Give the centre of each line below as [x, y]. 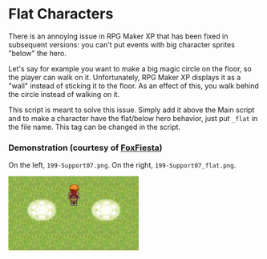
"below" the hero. [37, 53]
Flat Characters [61, 14]
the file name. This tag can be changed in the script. [95, 127]
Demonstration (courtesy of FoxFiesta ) [85, 148]
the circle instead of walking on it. [64, 94]
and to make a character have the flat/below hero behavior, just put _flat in [133, 118]
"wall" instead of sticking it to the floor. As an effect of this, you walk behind [133, 86]
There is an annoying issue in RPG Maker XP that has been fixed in [118, 36]
